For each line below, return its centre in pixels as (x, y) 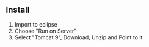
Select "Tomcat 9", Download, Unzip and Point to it (78, 37)
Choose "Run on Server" (45, 31)
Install (18, 10)
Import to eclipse (36, 24)
